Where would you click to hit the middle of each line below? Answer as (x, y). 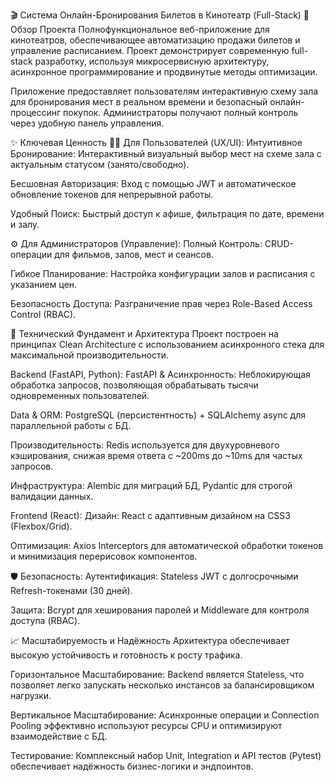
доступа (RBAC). (45, 620)
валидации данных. (52, 496)
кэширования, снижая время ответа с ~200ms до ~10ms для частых (156, 455)
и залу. (25, 224)
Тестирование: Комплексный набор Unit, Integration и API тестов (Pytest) (166, 755)
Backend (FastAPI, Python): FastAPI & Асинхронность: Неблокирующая (160, 374)
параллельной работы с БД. (71, 425)
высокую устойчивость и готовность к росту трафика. (126, 655)
